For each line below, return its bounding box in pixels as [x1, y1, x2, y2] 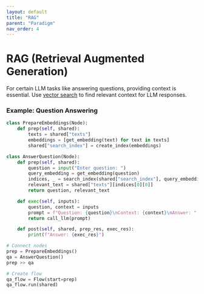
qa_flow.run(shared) [6, 282, 59, 288]
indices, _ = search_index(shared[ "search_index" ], [28, 176, 162, 182]
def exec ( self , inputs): [17, 198, 80, 204]
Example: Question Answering [6, 107, 98, 115]
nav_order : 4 [6, 25, 39, 32]
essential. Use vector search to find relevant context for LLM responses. [6, 92, 187, 99]
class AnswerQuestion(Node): [6, 153, 80, 159]
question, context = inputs [28, 204, 99, 210]
